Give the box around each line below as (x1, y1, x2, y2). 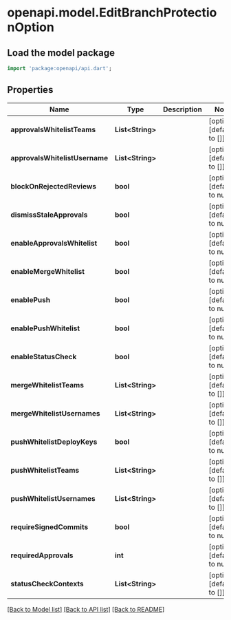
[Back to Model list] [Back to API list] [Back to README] (7, 605, 165, 613)
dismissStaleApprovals (10, 210, 88, 220)
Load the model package (7, 47, 115, 58)
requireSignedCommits (10, 522, 89, 531)
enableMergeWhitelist (10, 266, 85, 276)
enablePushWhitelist (10, 323, 80, 333)
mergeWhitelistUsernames (10, 408, 100, 418)
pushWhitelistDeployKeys (10, 437, 98, 447)
